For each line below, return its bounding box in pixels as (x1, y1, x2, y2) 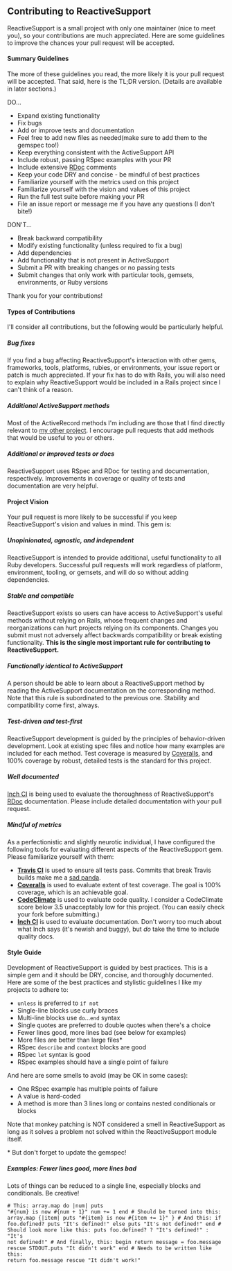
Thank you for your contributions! (7, 292, 103, 300)
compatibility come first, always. (7, 701, 100, 709)
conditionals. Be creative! (7, 1189, 80, 1198)
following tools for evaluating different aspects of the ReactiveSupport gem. (7, 845, 224, 854)
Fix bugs (17, 119, 42, 127)
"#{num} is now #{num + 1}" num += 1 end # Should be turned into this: (7, 1209, 222, 1216)
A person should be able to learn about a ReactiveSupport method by (7, 679, 205, 688)
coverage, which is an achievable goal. (17, 888, 129, 896)
